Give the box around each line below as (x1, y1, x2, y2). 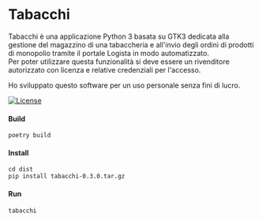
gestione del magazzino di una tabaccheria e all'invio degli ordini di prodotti (8, 39, 254, 49)
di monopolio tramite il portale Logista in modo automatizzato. (8, 48, 209, 58)
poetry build (8, 132, 51, 140)
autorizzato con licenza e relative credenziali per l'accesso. (8, 65, 201, 74)
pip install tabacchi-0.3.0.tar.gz (8, 172, 125, 181)
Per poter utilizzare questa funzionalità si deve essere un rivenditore (8, 57, 230, 66)
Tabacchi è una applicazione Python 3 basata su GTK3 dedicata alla (8, 32, 230, 41)
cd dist (8, 166, 34, 174)
